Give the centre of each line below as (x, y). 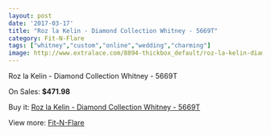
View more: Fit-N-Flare (46, 123)
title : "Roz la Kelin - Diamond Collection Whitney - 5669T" (113, 31)
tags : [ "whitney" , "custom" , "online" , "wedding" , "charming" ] (110, 46)
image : (19, 53)
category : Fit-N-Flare (46, 38)
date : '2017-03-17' (41, 23)
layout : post (30, 16)
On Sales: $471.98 (40, 92)
